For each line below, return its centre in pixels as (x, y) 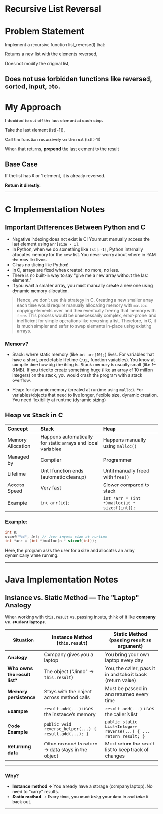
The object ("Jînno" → (69, 672)
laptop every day (124, 660)
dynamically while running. (32, 555)
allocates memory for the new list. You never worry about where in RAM (84, 255)
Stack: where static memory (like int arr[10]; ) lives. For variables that (83, 354)
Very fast (51, 488)
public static (121, 722)
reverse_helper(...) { (70, 729)
